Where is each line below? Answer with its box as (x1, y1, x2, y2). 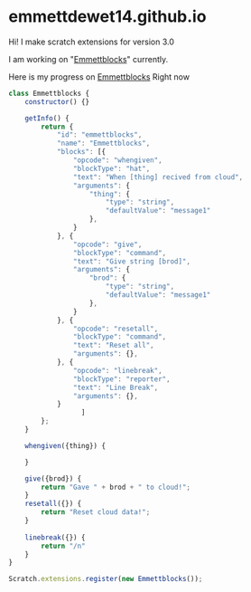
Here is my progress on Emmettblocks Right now (8, 71, 191, 82)
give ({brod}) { (24, 473, 82, 483)
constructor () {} (24, 97, 90, 106)
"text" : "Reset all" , (72, 341, 154, 350)
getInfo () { (24, 113, 70, 123)
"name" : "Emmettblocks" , (56, 138, 151, 148)
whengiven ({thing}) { (24, 441, 106, 450)
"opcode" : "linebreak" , (72, 366, 163, 375)
